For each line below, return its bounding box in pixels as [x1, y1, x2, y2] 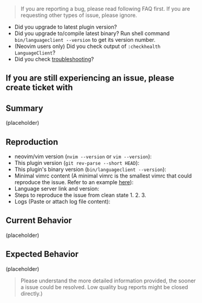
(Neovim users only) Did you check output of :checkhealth [14, 42, 161, 50]
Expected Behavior [5, 249, 79, 259]
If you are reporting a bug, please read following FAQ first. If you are [20, 5, 191, 12]
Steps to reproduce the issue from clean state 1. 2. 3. [14, 191, 146, 199]
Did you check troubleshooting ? [14, 56, 94, 62]
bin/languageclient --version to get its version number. [14, 36, 155, 43]
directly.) [20, 290, 43, 297]
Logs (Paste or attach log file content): [14, 198, 111, 205]
